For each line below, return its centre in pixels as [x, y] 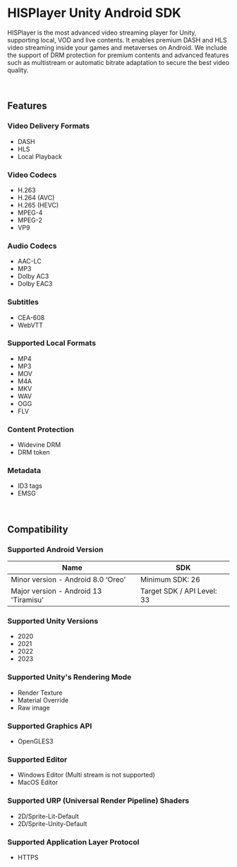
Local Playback [39, 156]
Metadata [24, 471]
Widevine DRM [39, 445]
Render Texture [40, 693]
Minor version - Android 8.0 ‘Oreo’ [68, 580]
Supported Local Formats [52, 343]
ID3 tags [30, 486]
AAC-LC [30, 261]
